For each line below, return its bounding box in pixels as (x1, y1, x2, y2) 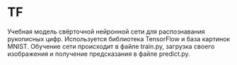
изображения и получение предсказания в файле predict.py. (7, 50, 190, 58)
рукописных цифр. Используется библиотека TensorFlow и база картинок (7, 34, 231, 43)
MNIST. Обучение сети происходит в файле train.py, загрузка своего (7, 42, 215, 50)
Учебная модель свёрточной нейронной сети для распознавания (7, 27, 205, 36)
